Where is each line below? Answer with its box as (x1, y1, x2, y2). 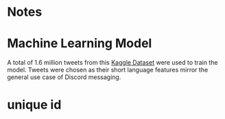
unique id (7, 97, 62, 113)
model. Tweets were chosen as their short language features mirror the (7, 66, 209, 74)
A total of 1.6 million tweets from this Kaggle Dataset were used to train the (7, 58, 218, 67)
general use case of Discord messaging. (7, 73, 121, 81)
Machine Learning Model (7, 36, 152, 52)
